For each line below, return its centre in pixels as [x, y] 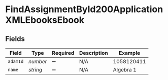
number [38, 62]
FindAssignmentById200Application [84, 9]
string [36, 70]
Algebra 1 [125, 70]
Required [63, 53]
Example [129, 53]
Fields [15, 39]
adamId [16, 62]
